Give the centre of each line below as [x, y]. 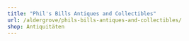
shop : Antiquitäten [36, 26]
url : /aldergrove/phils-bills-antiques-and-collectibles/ [94, 20]
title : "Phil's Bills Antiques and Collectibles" [82, 14]
